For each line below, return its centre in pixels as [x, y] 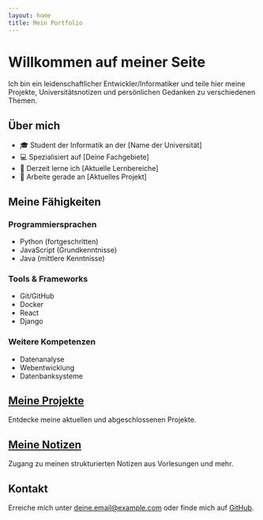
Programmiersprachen [53, 224]
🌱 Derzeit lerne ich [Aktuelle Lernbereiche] [89, 169]
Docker [32, 305]
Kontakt [28, 489]
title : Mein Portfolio [45, 23]
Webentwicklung [47, 367]
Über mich [34, 125]
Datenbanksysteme [51, 376]
